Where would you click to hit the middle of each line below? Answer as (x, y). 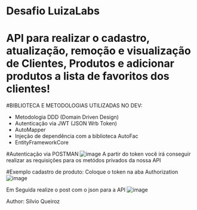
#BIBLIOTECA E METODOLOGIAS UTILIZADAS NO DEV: (74, 106)
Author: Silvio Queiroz (33, 202)
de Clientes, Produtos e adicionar (90, 64)
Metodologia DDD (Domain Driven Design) (67, 117)
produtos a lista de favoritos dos (88, 76)
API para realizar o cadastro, (78, 38)
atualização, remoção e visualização (98, 51)
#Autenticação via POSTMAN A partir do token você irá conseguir (98, 154)
